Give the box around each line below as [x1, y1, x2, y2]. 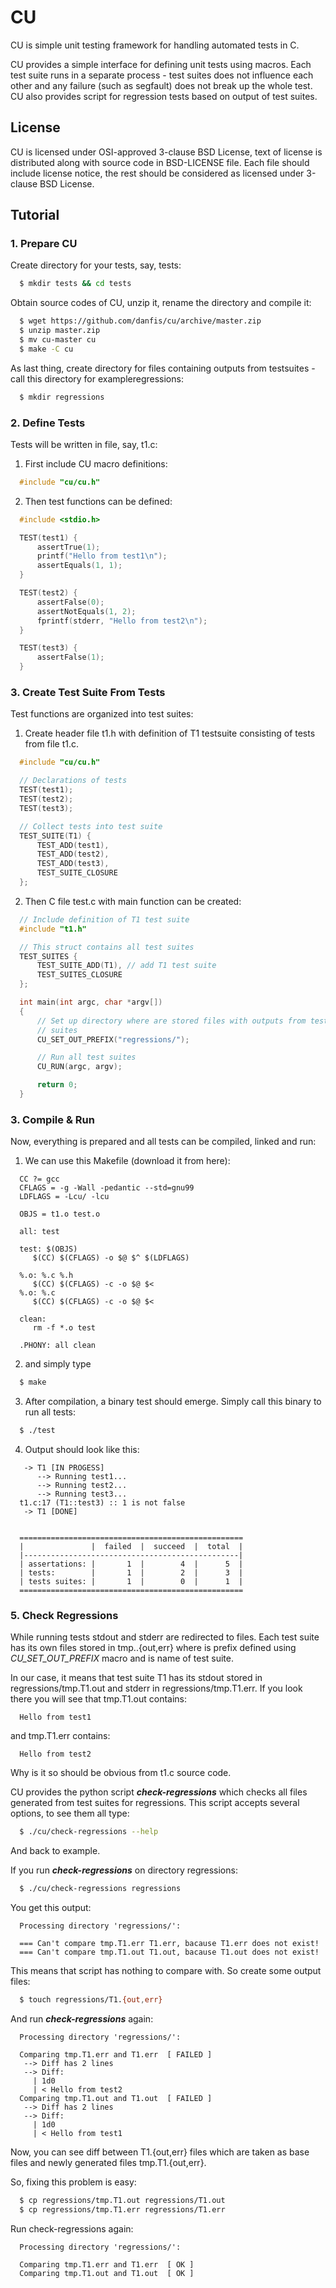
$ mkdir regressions [19, 392, 105, 402]
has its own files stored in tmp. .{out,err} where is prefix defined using [10, 1642, 297, 1654]
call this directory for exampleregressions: [10, 372, 184, 385]
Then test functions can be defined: [24, 495, 173, 507]
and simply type [24, 1358, 92, 1370]
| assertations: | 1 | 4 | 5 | [19, 1559, 244, 1569]
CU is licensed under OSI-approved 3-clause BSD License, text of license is [10, 146, 323, 158]
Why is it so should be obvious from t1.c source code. [10, 1767, 232, 1779]
